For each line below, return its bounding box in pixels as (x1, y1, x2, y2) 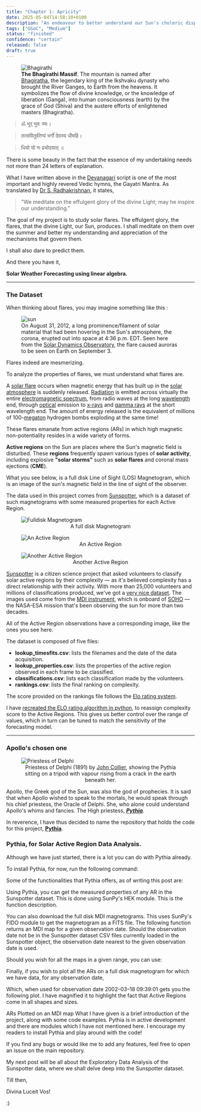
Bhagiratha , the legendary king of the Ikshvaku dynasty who (21, 77, 169, 84)
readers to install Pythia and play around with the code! (6, 1029, 142, 1036)
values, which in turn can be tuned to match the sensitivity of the (6, 717, 166, 724)
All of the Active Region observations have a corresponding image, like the (6, 620, 190, 627)
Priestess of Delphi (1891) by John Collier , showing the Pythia (25, 763, 176, 771)
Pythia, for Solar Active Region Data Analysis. (6, 840, 142, 848)
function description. (6, 901, 58, 908)
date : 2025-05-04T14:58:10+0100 (6, 14, 87, 20)
